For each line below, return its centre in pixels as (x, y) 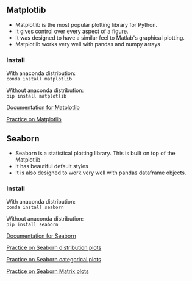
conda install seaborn (35, 208)
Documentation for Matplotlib (43, 108)
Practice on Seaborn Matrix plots (48, 271)
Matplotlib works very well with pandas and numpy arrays (87, 44)
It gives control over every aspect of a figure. (72, 31)
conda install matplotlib (39, 79)
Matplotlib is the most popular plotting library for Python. (86, 24)
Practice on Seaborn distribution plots (54, 248)
